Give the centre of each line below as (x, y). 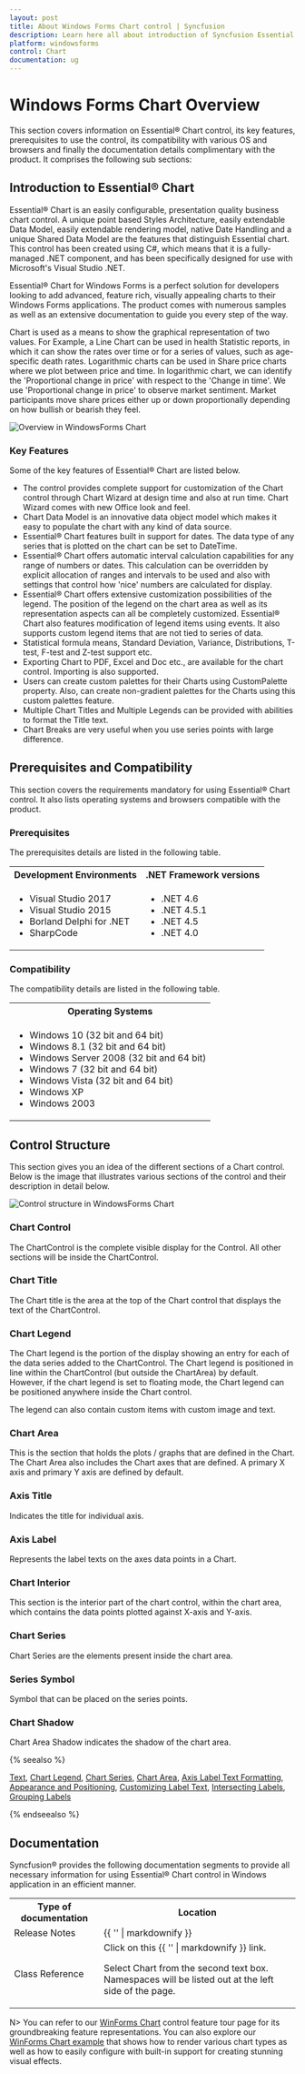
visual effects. (35, 2061)
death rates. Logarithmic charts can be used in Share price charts (164, 361)
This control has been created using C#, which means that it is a (129, 248)
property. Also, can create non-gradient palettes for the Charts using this (159, 691)
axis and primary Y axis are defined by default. (97, 1472)
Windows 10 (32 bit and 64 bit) (97, 1035)
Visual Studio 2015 (70, 911)
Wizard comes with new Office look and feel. (106, 508)
